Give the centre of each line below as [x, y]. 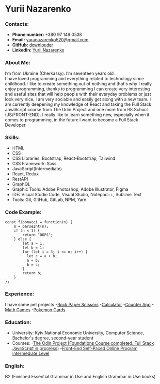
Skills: [13, 137]
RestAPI [20, 179]
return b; [32, 273]
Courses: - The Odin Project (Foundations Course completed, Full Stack [83, 343]
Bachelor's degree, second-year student [53, 338]
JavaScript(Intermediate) [37, 169]
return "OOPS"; [38, 235]
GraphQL [21, 184]
